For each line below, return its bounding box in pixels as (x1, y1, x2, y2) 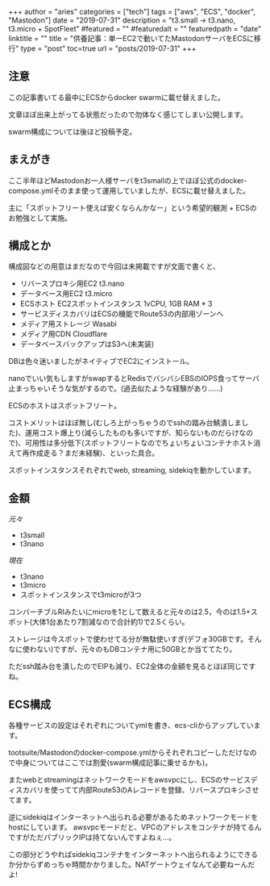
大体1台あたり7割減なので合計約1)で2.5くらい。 (31, 617, 189, 627)
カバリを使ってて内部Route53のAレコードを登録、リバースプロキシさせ (22, 785, 260, 795)
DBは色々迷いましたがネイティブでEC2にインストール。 (8, 357, 194, 366)
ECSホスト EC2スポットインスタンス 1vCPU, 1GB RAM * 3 (19, 299, 213, 309)
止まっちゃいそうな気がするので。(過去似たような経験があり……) (8, 383, 223, 394)
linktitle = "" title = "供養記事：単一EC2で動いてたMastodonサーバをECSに (8, 34, 254, 43)
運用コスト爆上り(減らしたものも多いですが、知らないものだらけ (25, 428, 239, 438)
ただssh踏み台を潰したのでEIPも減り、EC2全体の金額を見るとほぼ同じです (8, 662, 256, 671)
